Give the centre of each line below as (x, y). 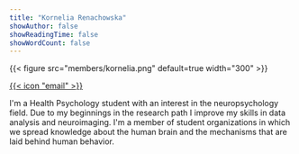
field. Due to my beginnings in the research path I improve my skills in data (148, 113)
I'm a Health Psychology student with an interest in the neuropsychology (144, 104)
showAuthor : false (44, 26)
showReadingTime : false (54, 34)
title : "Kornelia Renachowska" (68, 18)
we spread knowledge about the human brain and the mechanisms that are (149, 132)
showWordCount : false (50, 43)
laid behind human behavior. (62, 141)
